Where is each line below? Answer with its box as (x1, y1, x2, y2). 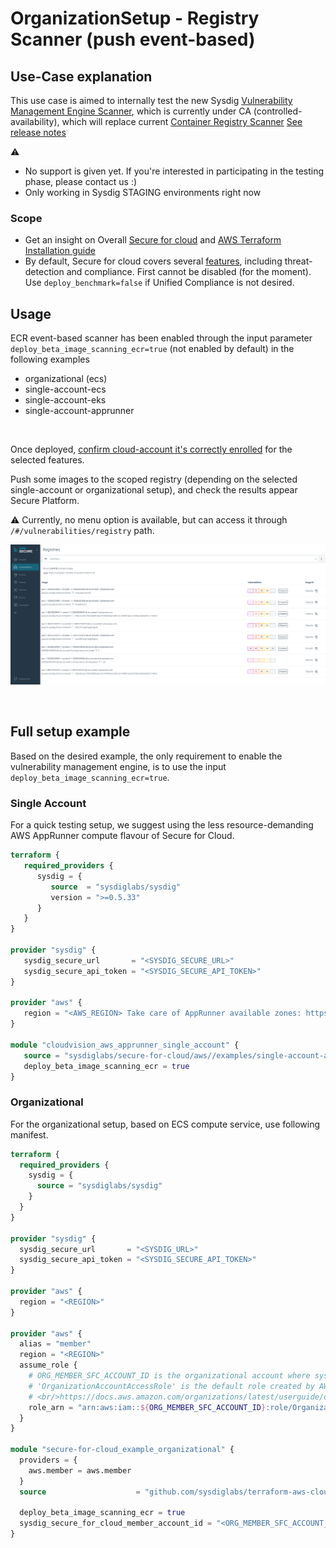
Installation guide (24, 245, 96, 257)
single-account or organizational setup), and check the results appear (10, 484, 298, 496)
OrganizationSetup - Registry (10, 7, 260, 30)
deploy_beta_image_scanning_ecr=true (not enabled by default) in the (10, 343, 295, 355)
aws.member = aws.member (28, 1465, 132, 1476)
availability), (10, 116, 60, 127)
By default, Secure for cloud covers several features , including (24, 255, 283, 267)
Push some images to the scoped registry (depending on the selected (10, 473, 298, 486)
